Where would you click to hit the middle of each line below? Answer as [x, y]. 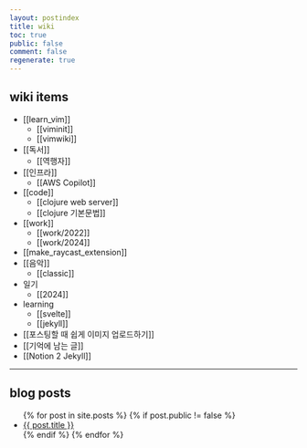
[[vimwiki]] [57, 139]
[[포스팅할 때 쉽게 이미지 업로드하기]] [89, 334]
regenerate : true [42, 60]
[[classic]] [55, 273]
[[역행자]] [53, 161]
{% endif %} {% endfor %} [73, 434]
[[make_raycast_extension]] [75, 252]
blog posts [40, 393]
